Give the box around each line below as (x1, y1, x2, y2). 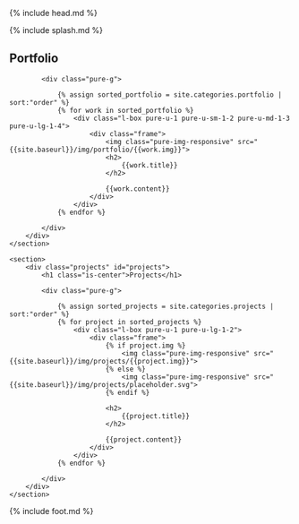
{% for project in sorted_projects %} (56, 317, 202, 326)
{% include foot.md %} (9, 505, 94, 516)
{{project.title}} (121, 411, 191, 420)
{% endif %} (105, 388, 150, 397)
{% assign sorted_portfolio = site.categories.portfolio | (56, 90, 282, 99)
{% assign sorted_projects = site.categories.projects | (56, 302, 275, 311)
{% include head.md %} (9, 8, 98, 18)
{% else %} (105, 365, 146, 374)
